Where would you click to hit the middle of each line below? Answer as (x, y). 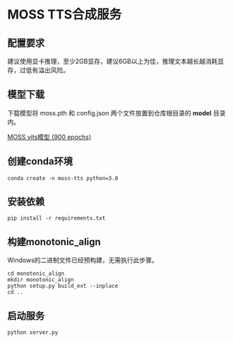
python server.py (33, 333)
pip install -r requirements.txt (56, 218)
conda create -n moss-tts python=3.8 (63, 178)
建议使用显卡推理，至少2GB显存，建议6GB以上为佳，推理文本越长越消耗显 (116, 61)
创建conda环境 (40, 161)
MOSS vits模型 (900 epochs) (49, 137)
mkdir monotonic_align (41, 280)
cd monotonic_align (36, 274)
